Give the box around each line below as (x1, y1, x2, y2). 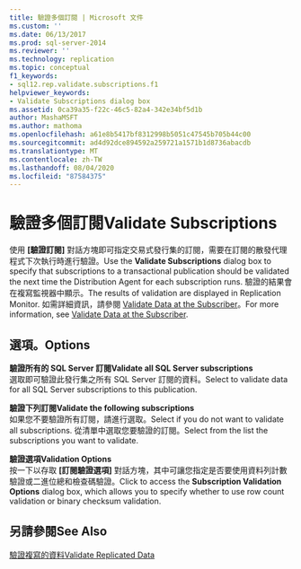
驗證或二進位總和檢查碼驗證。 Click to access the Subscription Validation (9, 477, 282, 486)
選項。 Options (9, 337, 91, 353)
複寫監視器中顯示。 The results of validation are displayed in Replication (16, 288, 281, 299)
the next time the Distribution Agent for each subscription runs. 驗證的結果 (9, 276, 285, 287)
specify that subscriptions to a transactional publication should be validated (9, 266, 290, 276)
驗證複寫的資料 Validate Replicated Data (9, 549, 155, 560)
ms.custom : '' (9, 22, 63, 31)
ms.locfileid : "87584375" (9, 171, 106, 180)
